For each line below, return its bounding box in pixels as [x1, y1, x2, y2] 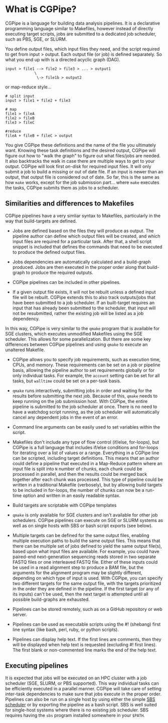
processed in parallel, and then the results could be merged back [12, 471, 147, 477]
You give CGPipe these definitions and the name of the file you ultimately [5, 142, 156, 148]
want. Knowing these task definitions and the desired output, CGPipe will [5, 147, 156, 153]
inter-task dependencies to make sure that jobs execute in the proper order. [5, 691, 161, 697]
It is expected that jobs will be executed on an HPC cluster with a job [5, 675, 147, 681]
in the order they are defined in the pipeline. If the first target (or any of [12, 585, 159, 591]
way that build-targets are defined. [5, 218, 77, 224]
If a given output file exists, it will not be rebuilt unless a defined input [12, 289, 156, 295]
